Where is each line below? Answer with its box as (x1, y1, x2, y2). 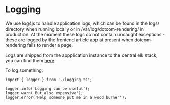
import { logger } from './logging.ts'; (5, 77, 93, 82)
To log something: (5, 67, 43, 73)
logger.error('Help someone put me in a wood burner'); (5, 95, 127, 100)
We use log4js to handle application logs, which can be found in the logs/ (5, 20, 160, 27)
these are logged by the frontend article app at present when (5, 37, 134, 43)
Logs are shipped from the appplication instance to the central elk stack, (5, 52, 158, 58)
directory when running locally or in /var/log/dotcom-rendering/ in (5, 25, 144, 32)
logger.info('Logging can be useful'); (5, 86, 90, 91)
